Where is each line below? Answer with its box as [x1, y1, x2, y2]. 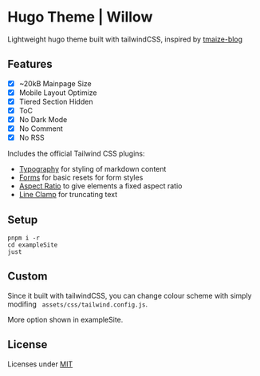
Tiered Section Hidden [18, 97, 93, 106]
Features [7, 57, 53, 71]
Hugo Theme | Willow [7, 8, 153, 26]
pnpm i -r [7, 234, 41, 242]
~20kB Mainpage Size [18, 78, 93, 88]
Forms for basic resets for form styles [18, 172, 144, 183]
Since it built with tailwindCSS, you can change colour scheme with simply [7, 291, 252, 300]
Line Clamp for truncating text [18, 190, 118, 200]
